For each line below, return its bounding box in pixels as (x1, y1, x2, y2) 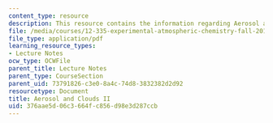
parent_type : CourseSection (8, 72, 104, 80)
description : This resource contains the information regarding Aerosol (8, 19, 260, 28)
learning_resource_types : (8, 42, 96, 50)
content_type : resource (8, 11, 89, 20)
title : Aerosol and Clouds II (8, 95, 111, 103)
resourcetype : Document (8, 87, 89, 95)
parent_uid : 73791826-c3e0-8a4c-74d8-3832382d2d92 (8, 79, 184, 87)
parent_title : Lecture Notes (8, 65, 107, 73)
